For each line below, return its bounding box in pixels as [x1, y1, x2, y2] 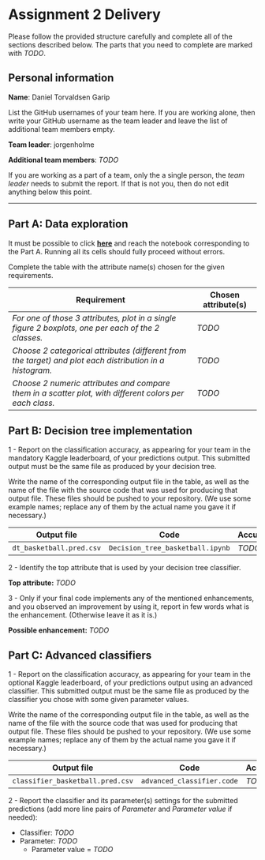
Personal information [8, 71, 114, 84]
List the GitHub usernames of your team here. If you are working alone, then [8, 107, 256, 117]
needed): [8, 813, 38, 822]
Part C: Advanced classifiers [8, 648, 152, 662]
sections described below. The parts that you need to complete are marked [8, 39, 252, 49]
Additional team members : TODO [8, 155, 119, 164]
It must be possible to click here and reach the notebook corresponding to [8, 238, 250, 248]
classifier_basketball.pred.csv [12, 776, 134, 786]
